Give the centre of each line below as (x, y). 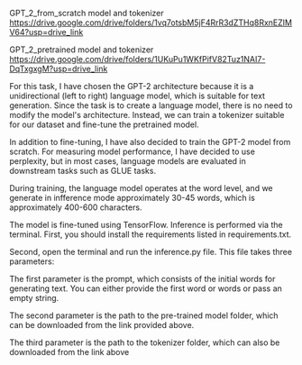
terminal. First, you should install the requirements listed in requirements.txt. (151, 234)
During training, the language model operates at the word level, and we (141, 188)
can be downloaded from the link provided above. (102, 325)
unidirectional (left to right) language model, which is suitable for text (137, 96)
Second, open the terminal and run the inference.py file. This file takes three (151, 252)
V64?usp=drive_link (46, 32)
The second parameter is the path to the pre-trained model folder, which (144, 315)
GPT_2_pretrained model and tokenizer (82, 50)
